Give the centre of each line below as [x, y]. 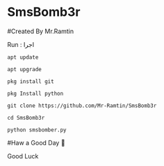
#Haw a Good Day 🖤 [36, 142]
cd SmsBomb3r [26, 118]
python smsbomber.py [37, 130]
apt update [23, 57]
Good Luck [23, 156]
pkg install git [31, 81]
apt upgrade [24, 69]
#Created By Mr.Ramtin [41, 31]
